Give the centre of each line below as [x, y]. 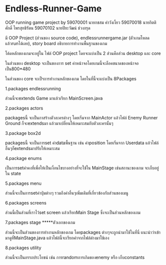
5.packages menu [24, 183]
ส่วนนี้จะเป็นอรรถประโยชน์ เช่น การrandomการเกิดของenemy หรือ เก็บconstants [75, 257]
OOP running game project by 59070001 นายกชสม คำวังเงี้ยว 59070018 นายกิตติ [81, 22]
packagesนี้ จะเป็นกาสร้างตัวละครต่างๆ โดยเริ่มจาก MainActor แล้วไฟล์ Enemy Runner [82, 117]
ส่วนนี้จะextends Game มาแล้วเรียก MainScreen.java [54, 98]
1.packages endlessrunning [33, 88]
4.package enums [24, 158]
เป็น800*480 [18, 69]
